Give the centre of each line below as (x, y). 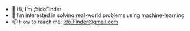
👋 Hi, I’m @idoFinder (37, 9)
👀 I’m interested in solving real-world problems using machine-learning (98, 15)
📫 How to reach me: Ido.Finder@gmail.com (65, 22)
